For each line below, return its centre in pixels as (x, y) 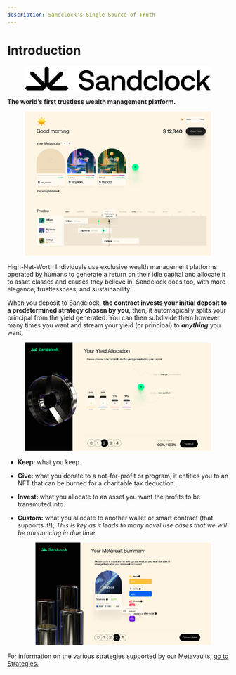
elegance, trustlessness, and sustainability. (70, 289)
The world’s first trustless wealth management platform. (92, 101)
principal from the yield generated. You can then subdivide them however (113, 317)
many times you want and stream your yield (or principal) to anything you (114, 325)
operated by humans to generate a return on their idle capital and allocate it (117, 274)
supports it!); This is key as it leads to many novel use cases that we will (122, 525)
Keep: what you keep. (50, 462)
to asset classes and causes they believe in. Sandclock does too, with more (117, 282)
